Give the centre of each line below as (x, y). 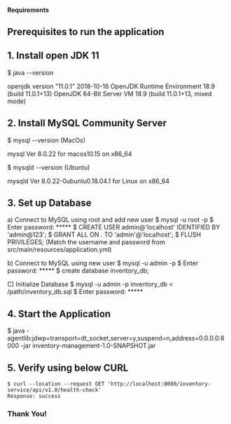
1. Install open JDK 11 (53, 56)
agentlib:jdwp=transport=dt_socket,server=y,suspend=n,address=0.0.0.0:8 (116, 338)
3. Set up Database (49, 203)
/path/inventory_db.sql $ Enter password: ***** (75, 292)
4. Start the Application (59, 313)
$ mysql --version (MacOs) (47, 140)
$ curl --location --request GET (56, 384)
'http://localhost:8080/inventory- (159, 384)
